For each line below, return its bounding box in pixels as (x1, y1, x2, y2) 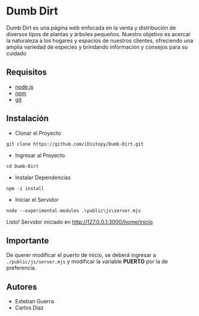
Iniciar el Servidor (14, 196, 59, 203)
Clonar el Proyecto (14, 129, 61, 137)
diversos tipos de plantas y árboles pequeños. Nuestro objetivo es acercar (6, 30, 191, 37)
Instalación (6, 113, 49, 124)
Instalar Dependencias (14, 173, 71, 181)
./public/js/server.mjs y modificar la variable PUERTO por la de (6, 258, 168, 265)
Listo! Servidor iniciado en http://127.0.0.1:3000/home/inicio (6, 218, 153, 225)
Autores (6, 282, 37, 292)
